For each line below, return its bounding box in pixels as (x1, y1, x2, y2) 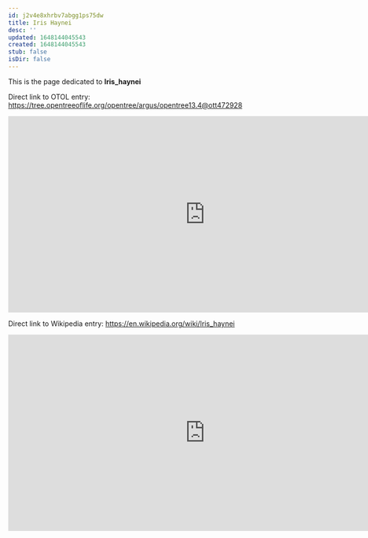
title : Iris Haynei (8, 19, 72, 27)
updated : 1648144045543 (8, 33, 86, 42)
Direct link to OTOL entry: (8, 92, 90, 101)
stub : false (8, 48, 47, 56)
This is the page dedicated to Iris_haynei (8, 76, 142, 86)
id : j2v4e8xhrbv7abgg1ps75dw (8, 11, 104, 20)
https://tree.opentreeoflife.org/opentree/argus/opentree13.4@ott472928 (8, 100, 243, 110)
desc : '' (8, 26, 37, 34)
